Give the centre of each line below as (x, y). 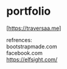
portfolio (29, 11)
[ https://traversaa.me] (34, 28)
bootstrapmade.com (32, 46)
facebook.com (24, 53)
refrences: (19, 40)
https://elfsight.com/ (32, 59)
